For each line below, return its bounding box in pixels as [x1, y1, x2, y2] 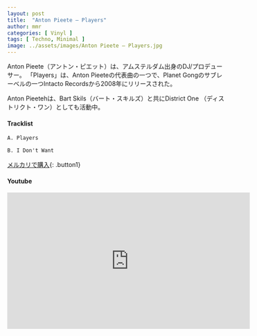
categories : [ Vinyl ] [7, 29, 73, 37]
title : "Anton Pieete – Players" [7, 17, 107, 24]
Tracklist [7, 119, 33, 127]
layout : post [7, 10, 45, 17]
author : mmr [7, 23, 42, 30]
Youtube [7, 177, 33, 185]
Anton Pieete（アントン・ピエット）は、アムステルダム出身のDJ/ [7, 62, 193, 70]
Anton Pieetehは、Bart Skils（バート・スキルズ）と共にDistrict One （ [7, 94, 207, 103]
